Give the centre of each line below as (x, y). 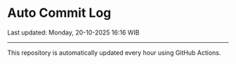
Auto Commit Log (59, 13)
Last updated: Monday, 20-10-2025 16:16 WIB (73, 32)
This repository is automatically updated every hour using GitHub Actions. (114, 52)
